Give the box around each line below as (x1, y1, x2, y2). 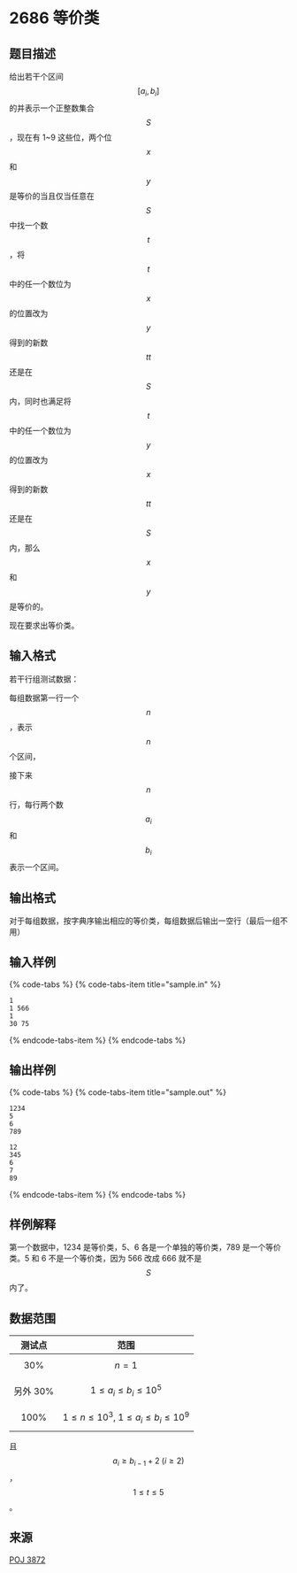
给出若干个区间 (9, 72, 64, 81)
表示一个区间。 (9, 862, 64, 873)
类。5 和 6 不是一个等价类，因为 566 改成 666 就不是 (9, 1253, 202, 1264)
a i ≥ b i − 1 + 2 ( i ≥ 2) (112, 1455, 185, 1469)
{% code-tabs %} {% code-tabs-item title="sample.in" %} (9, 979, 222, 990)
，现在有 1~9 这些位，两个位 (9, 132, 112, 143)
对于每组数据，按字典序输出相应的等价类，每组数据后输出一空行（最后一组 (9, 915, 280, 926)
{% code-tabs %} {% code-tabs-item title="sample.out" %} (9, 1086, 227, 1098)
